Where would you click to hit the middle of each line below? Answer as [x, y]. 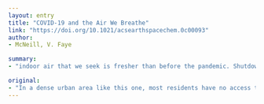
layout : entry [31, 15]
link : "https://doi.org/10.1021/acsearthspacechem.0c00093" [109, 30]
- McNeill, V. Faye [40, 45]
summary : [22, 59]
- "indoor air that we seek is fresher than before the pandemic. [119, 67]
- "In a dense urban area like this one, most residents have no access [130, 87]
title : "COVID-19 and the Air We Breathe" [79, 23]
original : [24, 80]
